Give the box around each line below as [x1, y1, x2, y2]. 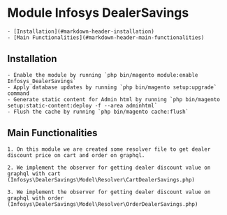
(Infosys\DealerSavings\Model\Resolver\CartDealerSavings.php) [7, 176, 196, 183]
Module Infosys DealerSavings [7, 5, 189, 21]
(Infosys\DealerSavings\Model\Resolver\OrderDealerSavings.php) [7, 200, 198, 207]
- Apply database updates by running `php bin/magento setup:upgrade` [7, 84, 217, 91]
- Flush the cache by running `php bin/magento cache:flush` [7, 108, 189, 115]
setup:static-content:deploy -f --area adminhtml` [7, 102, 158, 109]
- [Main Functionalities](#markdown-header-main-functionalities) [7, 34, 205, 41]
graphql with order [7, 194, 64, 202]
